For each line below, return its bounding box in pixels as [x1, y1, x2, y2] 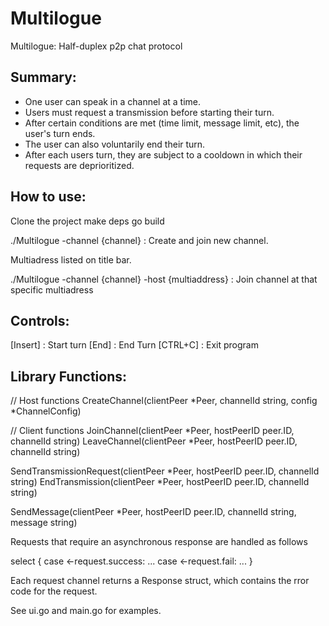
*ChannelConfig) [10, 405, 82, 417]
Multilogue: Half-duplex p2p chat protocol [10, 40, 183, 52]
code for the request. [10, 585, 98, 597]
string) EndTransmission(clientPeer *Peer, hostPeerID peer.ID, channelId [10, 476, 310, 488]
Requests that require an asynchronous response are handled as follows [10, 536, 308, 548]
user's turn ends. [24, 127, 96, 139]
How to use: [10, 188, 87, 206]
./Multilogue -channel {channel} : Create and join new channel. [10, 234, 269, 246]
